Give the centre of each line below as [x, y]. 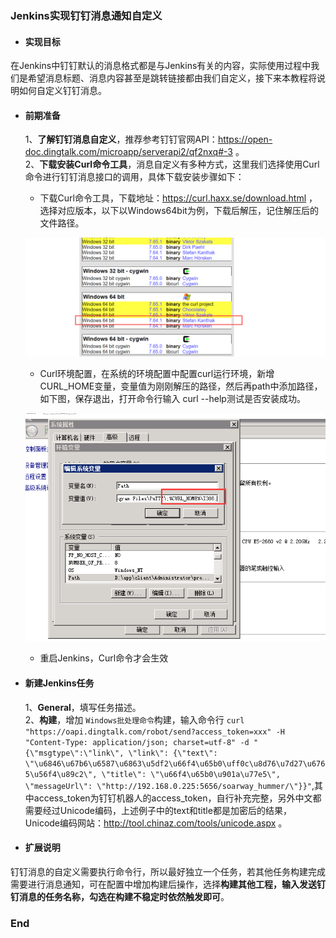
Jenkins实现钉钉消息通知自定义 [86, 15]
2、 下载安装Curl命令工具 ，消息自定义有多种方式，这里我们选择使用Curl [172, 164]
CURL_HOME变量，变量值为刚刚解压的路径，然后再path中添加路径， [181, 386]
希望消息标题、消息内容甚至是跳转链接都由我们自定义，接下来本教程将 [172, 78]
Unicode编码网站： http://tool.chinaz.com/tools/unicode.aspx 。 [156, 823]
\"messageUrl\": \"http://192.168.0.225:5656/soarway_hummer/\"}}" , [169, 785]
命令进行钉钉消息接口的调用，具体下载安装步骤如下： [134, 177]
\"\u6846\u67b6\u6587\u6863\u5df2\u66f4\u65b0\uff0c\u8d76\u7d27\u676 [175, 763]
